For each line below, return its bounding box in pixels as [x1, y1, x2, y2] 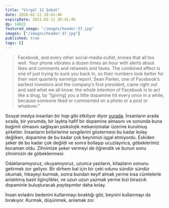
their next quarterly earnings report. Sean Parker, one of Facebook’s [17, 76, 160, 82]
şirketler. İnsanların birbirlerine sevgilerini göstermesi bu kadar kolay [5, 129, 148, 135]
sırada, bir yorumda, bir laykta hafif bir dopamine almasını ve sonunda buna [5, 118, 162, 124]
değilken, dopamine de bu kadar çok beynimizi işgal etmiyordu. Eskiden [5, 134, 155, 140]
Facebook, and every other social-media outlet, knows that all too [17, 54, 155, 60]
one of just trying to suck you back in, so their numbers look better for [17, 71, 164, 77]
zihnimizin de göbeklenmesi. [5, 150, 65, 156]
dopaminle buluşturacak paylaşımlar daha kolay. [5, 182, 106, 188]
